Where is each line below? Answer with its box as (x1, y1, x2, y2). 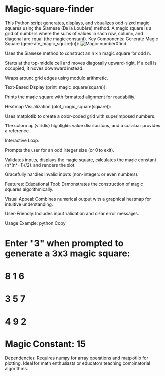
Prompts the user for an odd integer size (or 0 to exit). (5, 147, 115, 153)
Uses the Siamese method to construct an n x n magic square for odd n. (5, 50, 151, 56)
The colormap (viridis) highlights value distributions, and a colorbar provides (5, 123, 161, 128)
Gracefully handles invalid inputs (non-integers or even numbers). (5, 171, 139, 177)
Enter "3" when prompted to (5, 238, 124, 249)
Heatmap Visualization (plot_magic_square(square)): (5, 103, 112, 109)
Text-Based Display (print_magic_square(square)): (5, 84, 107, 90)
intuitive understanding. (5, 201, 53, 207)
